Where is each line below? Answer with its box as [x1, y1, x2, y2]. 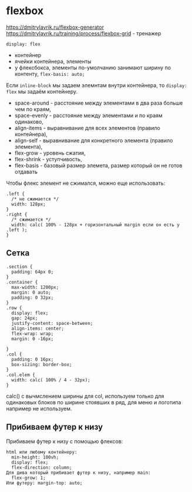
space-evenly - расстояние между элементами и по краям [14, 112, 163, 119]
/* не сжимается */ [11, 196, 59, 202]
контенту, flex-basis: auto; [14, 70, 85, 77]
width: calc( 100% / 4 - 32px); [11, 377, 91, 383]
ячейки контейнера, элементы [14, 58, 92, 65]
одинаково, [14, 118, 44, 125]
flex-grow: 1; [11, 475, 46, 481]
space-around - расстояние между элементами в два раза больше [14, 99, 183, 107]
